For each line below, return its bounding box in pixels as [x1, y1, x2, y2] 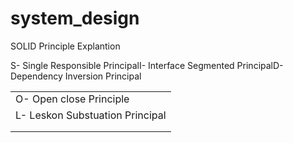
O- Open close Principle [15, 92, 130, 106]
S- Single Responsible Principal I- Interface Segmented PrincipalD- [10, 59, 284, 71]
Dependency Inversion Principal [10, 70, 142, 82]
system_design [10, 7, 140, 30]
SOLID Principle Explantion [10, 40, 121, 52]
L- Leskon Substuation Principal [15, 108, 167, 122]
